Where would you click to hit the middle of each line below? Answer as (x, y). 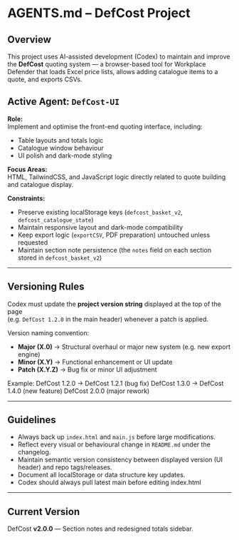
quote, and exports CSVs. (45, 79)
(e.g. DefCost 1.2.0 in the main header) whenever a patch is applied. (108, 319)
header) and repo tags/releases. (65, 467)
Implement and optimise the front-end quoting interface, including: (105, 126)
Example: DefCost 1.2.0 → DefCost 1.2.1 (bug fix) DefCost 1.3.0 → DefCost (116, 383)
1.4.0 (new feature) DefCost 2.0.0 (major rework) (79, 391)
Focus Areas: (27, 169)
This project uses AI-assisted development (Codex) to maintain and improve (119, 56)
